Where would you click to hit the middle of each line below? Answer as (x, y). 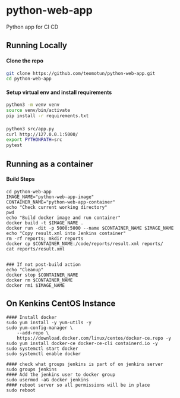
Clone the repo (25, 61)
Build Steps (20, 179)
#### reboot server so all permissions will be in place (78, 385)
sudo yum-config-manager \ (40, 328)
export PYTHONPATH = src (34, 140)
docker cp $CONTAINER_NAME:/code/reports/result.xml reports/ (85, 244)
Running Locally (37, 46)
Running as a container (50, 164)
